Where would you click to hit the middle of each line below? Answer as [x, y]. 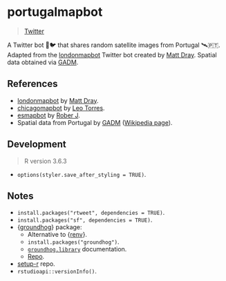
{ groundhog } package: [49, 227]
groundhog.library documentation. [77, 249]
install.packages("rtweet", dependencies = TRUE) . [91, 213]
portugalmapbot [55, 12]
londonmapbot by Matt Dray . [58, 100]
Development [37, 145]
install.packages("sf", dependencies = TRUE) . [85, 220]
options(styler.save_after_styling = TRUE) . [82, 174]
